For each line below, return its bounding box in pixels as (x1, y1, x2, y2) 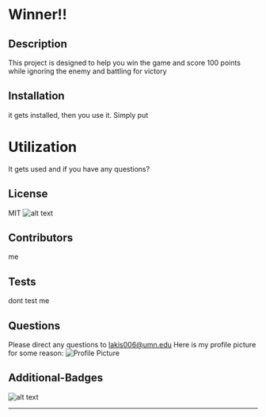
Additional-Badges (8, 371, 104, 385)
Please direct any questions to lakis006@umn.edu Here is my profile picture (8, 340, 256, 349)
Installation (8, 89, 65, 103)
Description (8, 37, 67, 51)
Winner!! (8, 6, 67, 24)
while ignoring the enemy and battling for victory (8, 66, 168, 76)
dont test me (8, 296, 50, 305)
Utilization (8, 138, 78, 156)
